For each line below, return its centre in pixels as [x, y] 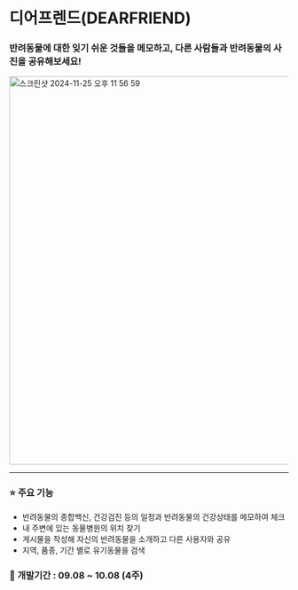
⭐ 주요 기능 [31, 493]
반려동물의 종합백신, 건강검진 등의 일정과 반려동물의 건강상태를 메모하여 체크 [153, 516]
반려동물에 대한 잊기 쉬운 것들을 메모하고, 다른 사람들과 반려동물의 [141, 48]
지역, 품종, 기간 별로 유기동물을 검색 [83, 550]
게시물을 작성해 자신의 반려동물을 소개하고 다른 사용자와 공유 [126, 539]
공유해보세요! [55, 61]
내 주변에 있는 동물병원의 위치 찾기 [81, 528]
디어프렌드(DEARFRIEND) [100, 18]
